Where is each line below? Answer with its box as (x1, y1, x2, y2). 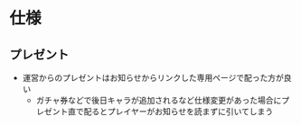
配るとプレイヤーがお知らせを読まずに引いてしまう (83, 106, 274, 117)
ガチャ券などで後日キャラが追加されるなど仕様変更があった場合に (35, 95, 282, 105)
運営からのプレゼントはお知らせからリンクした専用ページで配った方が (22, 73, 285, 83)
